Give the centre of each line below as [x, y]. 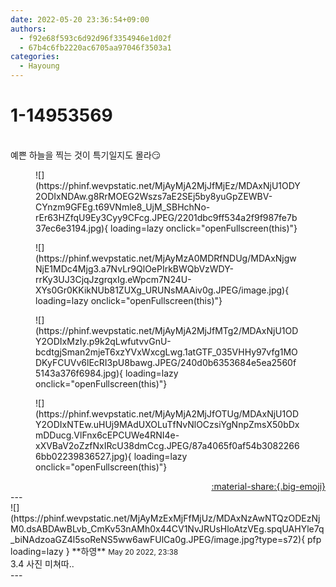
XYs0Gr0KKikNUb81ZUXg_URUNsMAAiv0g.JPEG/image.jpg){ [162, 290]
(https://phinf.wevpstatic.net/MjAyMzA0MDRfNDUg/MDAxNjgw [166, 258]
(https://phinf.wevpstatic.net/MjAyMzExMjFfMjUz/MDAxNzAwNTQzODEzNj [165, 518]
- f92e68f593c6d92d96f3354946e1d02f [95, 38]
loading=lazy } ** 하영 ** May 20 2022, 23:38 [94, 551]
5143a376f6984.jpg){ [79, 373]
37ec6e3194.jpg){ [72, 228]
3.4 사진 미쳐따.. [42, 563]
